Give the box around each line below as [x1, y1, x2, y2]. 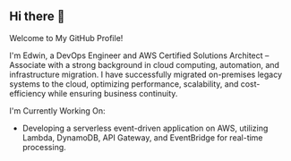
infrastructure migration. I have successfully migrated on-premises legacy [9, 69, 283, 80]
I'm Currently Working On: [9, 105, 106, 116]
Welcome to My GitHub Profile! [9, 32, 124, 43]
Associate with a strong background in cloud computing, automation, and [9, 59, 280, 70]
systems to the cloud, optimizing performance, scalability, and [9, 78, 239, 89]
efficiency [9, 88, 47, 98]
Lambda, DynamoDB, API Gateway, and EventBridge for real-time [21, 131, 263, 143]
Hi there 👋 [9, 9, 65, 24]
